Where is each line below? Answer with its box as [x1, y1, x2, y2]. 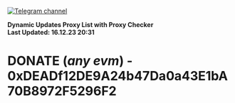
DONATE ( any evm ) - [7, 53, 133, 69]
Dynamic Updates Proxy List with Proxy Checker [7, 21, 154, 28]
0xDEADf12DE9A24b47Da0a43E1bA [7, 68, 228, 85]
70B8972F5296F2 [7, 83, 117, 99]
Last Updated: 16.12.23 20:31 [7, 28, 95, 36]
